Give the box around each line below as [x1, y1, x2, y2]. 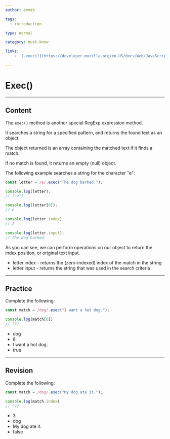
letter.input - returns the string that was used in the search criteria [12, 265, 150, 271]
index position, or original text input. [5, 250, 80, 256]
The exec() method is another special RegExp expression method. [5, 120, 143, 126]
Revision [5, 366, 33, 375]
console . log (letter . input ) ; [5, 230, 65, 235]
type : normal [5, 30, 33, 36]
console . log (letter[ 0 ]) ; [5, 202, 58, 208]
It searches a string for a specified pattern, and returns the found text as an [5, 129, 162, 136]
